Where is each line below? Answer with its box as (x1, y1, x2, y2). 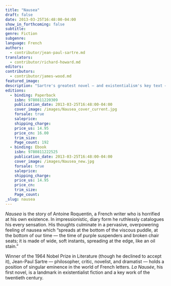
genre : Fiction (5, 31, 38, 36)
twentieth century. (5, 274, 44, 280)
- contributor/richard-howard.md (10, 60, 81, 65)
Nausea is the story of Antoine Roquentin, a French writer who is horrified (5, 211, 160, 217)
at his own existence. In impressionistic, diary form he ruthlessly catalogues (5, 216, 164, 222)
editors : (5, 64, 24, 69)
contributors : (5, 69, 36, 74)
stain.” (5, 243, 19, 249)
